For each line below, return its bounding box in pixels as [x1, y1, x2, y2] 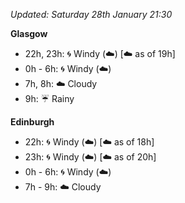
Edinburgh [10, 116, 55, 128]
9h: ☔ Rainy [24, 93, 75, 104]
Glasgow [10, 28, 48, 39]
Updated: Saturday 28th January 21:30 [10, 9, 173, 20]
